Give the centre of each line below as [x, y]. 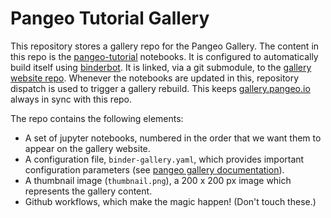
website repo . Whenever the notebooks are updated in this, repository [155, 78]
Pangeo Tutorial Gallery [110, 18]
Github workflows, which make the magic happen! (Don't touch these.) [170, 201]
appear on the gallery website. [87, 148]
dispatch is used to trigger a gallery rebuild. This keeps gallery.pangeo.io [160, 88]
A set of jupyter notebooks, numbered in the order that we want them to [173, 138]
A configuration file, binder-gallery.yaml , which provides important [164, 159]
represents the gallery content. [88, 191]
